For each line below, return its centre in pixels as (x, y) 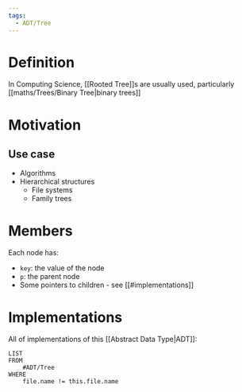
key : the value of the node (62, 268)
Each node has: (34, 253)
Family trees (52, 199)
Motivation (45, 125)
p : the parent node (50, 277)
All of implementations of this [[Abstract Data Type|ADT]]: (103, 340)
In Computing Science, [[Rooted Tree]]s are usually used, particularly (121, 84)
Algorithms (38, 173)
